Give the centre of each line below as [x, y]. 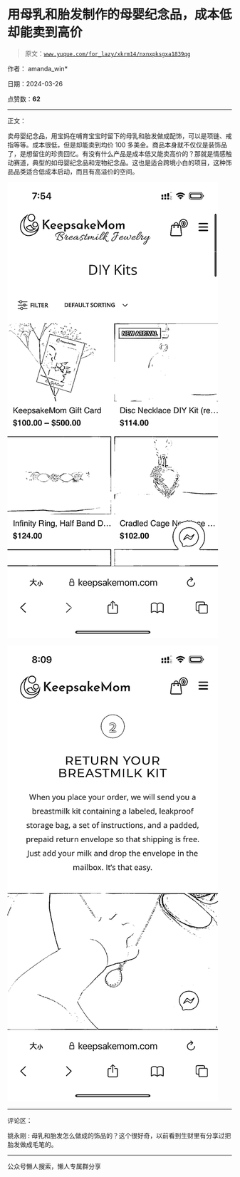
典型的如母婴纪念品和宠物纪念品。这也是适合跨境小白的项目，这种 [129, 162]
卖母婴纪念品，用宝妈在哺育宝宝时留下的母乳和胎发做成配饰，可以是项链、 [116, 135]
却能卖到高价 [45, 32]
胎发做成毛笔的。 [32, 1144]
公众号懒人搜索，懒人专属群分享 [54, 1166]
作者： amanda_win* [38, 68]
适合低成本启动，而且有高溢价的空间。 [82, 171]
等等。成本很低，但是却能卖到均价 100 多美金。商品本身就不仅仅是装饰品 [120, 145]
